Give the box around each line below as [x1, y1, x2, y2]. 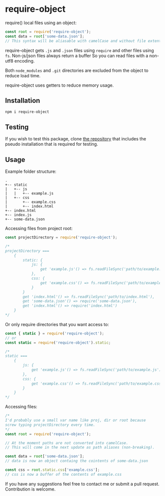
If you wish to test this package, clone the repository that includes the [5, 136, 146, 142]
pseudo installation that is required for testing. [5, 141, 98, 147]
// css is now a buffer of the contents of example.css [5, 472, 122, 477]
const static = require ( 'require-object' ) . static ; [5, 340, 111, 345]
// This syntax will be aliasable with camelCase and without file [5, 38, 146, 43]
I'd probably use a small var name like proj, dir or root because [5, 418, 146, 423]
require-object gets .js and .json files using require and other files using [5, 47, 154, 53]
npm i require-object [5, 109, 50, 114]
